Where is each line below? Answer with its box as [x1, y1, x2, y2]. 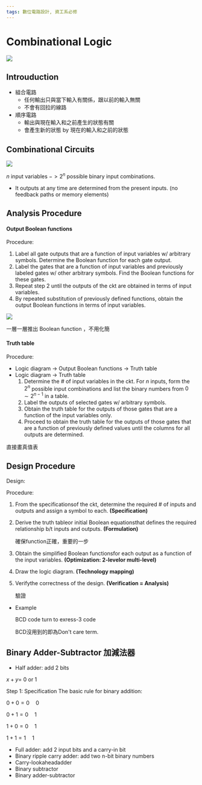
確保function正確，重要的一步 [14, 537, 89, 545]
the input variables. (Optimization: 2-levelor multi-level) [14, 556, 157, 563]
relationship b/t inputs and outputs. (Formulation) [14, 525, 139, 532]
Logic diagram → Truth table [14, 371, 86, 378]
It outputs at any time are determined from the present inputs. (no [14, 184, 178, 191]
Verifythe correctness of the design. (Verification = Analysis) [14, 579, 169, 586]
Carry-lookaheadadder [14, 758, 72, 766]
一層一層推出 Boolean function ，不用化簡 [6, 325, 110, 333]
